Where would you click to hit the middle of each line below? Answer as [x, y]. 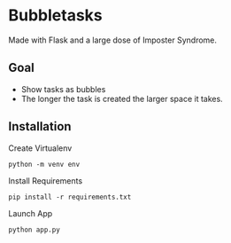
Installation [40, 126]
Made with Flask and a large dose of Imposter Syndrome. [113, 40]
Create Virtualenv [40, 148]
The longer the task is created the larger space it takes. [122, 98]
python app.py [35, 230]
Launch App [31, 213]
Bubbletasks [55, 16]
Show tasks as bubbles [63, 89]
